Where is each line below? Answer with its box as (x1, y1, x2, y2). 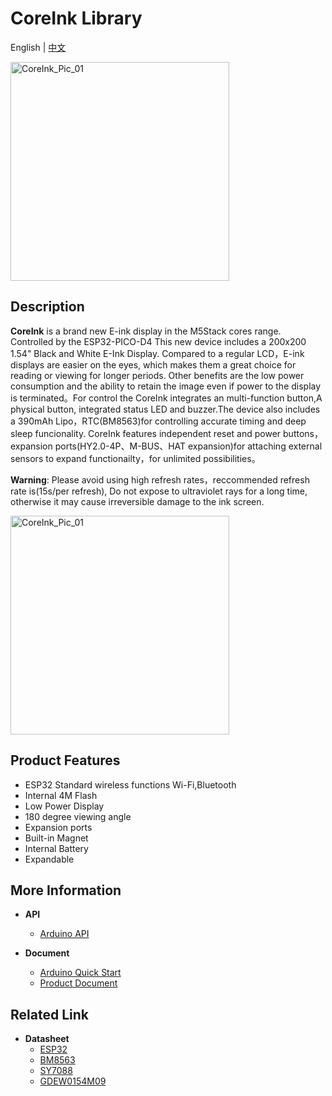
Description (10, 298, 85, 316)
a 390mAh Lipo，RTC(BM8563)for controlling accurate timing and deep (10, 415, 307, 427)
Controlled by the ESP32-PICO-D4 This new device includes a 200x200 (10, 335, 307, 347)
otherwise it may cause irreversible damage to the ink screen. (10, 495, 265, 507)
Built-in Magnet (24, 832, 89, 844)
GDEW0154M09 (39, 1075, 107, 1087)
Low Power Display (24, 800, 105, 812)
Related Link (10, 1006, 89, 1023)
